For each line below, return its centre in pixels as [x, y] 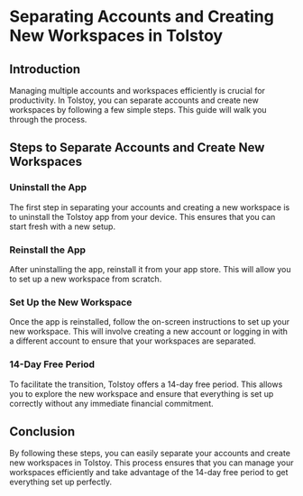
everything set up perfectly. [61, 482]
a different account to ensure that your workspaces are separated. [133, 341]
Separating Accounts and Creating [142, 17]
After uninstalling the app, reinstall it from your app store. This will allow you [150, 269]
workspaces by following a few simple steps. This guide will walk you [138, 110]
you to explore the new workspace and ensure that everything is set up [142, 393]
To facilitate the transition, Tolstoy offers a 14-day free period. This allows [146, 384]
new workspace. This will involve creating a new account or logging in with [149, 332]
